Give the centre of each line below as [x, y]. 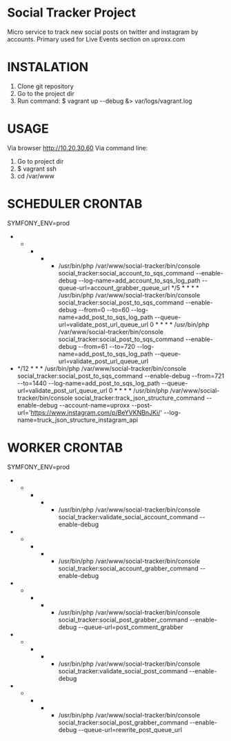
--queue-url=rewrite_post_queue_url [130, 729]
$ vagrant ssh [37, 169]
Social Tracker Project [72, 13]
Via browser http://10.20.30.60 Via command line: [78, 148]
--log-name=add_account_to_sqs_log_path [139, 280]
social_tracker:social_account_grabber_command [128, 568]
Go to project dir [40, 161]
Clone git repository [45, 86]
